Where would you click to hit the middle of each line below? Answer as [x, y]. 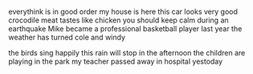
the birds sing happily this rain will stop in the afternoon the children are [127, 53]
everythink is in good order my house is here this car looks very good [123, 12]
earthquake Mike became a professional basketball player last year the [125, 29]
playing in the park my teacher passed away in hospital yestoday [116, 61]
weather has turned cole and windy [67, 37]
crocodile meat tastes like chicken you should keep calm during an [118, 20]
